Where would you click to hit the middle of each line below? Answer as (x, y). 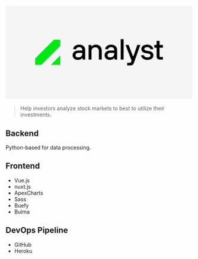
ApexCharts (29, 193)
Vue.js (22, 180)
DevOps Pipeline (37, 230)
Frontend (23, 166)
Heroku (23, 251)
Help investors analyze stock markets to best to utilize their (92, 108)
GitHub (23, 244)
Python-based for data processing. (48, 148)
